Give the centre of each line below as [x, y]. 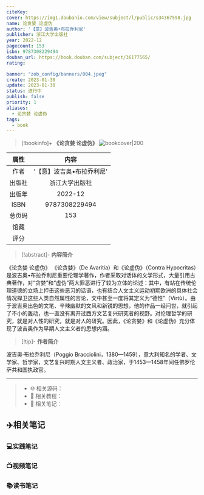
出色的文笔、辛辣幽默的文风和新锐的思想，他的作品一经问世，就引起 [112, 306]
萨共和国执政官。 [28, 370]
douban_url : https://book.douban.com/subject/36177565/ [78, 57]
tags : [13, 119]
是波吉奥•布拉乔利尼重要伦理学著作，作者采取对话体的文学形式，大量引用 [98, 276]
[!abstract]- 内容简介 [47, 255]
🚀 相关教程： [46, 396]
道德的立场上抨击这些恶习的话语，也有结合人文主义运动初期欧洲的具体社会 [104, 291]
